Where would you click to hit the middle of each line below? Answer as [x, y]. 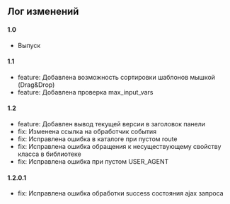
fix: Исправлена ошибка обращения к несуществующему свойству [119, 146]
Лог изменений [43, 12]
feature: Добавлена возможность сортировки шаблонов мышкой [116, 77]
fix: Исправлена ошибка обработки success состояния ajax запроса [121, 193]
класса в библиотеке [49, 154]
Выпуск [29, 45]
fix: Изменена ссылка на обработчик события [87, 131]
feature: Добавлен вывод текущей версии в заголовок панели [111, 124]
